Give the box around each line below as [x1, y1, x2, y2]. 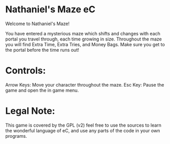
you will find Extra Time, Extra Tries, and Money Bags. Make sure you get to [5, 41, 165, 47]
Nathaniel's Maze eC [5, 4, 96, 15]
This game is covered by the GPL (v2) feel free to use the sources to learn [5, 122, 162, 128]
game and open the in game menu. [5, 87, 79, 93]
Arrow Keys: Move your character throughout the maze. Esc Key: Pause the [5, 81, 164, 88]
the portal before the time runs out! [5, 47, 79, 53]
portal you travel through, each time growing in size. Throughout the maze [5, 36, 162, 42]
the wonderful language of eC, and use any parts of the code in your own [5, 127, 160, 134]
